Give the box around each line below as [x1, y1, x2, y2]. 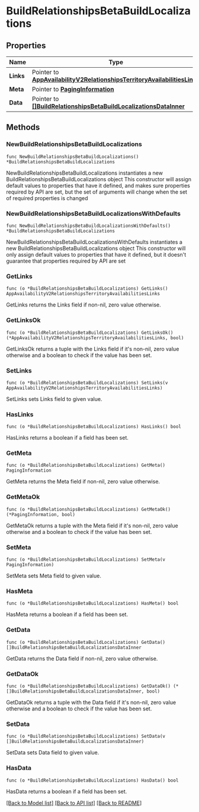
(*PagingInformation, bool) [6, 511, 76, 517]
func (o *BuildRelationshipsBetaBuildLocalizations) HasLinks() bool [6, 424, 182, 430]
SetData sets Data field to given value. [6, 749, 99, 756]
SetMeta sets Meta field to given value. [6, 572, 102, 580]
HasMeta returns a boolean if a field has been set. [6, 611, 129, 618]
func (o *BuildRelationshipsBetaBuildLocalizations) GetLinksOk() [6, 330, 174, 336]
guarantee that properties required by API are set [6, 257, 126, 264]
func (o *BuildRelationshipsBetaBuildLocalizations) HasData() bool [6, 777, 179, 783]
